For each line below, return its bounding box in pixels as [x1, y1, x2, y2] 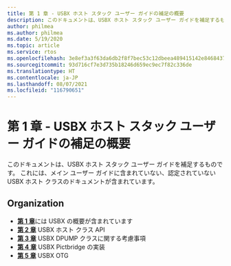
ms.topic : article [7, 42, 60, 49]
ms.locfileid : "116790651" [7, 87, 85, 94]
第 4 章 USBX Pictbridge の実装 [16, 243, 105, 251]
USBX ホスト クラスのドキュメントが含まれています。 [7, 177, 159, 186]
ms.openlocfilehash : [7, 55, 67, 62]
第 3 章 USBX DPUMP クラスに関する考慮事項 [16, 234, 146, 242]
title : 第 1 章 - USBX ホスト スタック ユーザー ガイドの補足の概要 [7, 10, 184, 17]
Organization [7, 198, 64, 209]
